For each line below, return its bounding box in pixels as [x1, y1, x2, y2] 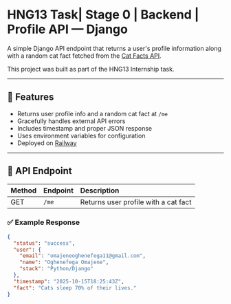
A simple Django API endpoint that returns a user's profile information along [7, 44, 222, 52]
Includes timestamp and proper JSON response [16, 124, 153, 132]
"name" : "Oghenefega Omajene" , [19, 259, 109, 266]
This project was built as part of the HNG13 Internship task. [7, 65, 175, 73]
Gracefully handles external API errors [16, 117, 126, 125]
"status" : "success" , [13, 239, 76, 247]
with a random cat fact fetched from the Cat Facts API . [7, 52, 162, 60]
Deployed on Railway [16, 138, 77, 147]
